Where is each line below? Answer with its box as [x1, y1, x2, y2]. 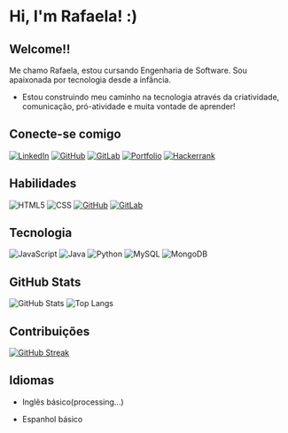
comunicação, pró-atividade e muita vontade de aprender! [21, 101, 236, 112]
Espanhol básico [21, 413, 83, 424]
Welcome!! [9, 42, 71, 57]
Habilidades [9, 176, 77, 192]
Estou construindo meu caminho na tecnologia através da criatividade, [21, 91, 280, 102]
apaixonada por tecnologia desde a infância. [9, 75, 171, 85]
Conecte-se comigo [9, 127, 121, 142]
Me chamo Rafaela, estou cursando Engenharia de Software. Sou [9, 65, 248, 75]
